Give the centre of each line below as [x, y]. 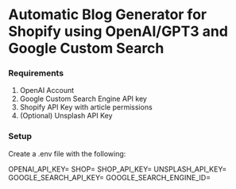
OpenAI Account [47, 91]
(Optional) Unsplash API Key [66, 116]
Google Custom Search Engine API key [83, 99]
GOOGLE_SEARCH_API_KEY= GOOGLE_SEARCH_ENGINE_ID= [110, 177]
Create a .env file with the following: [67, 153]
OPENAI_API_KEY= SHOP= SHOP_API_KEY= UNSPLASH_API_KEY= [118, 169]
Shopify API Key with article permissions [86, 107]
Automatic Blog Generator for [108, 15]
